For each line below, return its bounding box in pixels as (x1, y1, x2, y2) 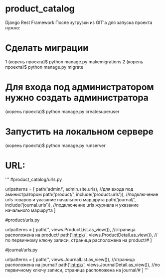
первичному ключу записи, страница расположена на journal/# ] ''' (5, 267, 149, 273)
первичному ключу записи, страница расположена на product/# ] (11, 237, 152, 243)
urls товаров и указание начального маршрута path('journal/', (5, 196, 136, 202)
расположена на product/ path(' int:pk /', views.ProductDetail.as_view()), (5, 232, 154, 238)
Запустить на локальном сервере (5, 126, 154, 137)
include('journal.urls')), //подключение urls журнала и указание (5, 202, 139, 208)
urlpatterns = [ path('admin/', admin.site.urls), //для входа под (5, 186, 134, 192)
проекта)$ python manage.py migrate (5, 64, 84, 70)
